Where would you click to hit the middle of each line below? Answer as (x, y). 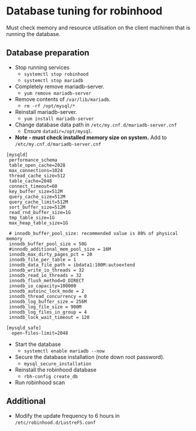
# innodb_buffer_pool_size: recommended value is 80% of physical (94, 233)
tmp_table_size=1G (32, 218)
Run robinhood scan (40, 382)
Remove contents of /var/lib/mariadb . (63, 99)
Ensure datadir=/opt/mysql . (58, 131)
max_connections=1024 (36, 170)
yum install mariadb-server (59, 119)
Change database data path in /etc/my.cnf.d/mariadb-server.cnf (96, 125)
